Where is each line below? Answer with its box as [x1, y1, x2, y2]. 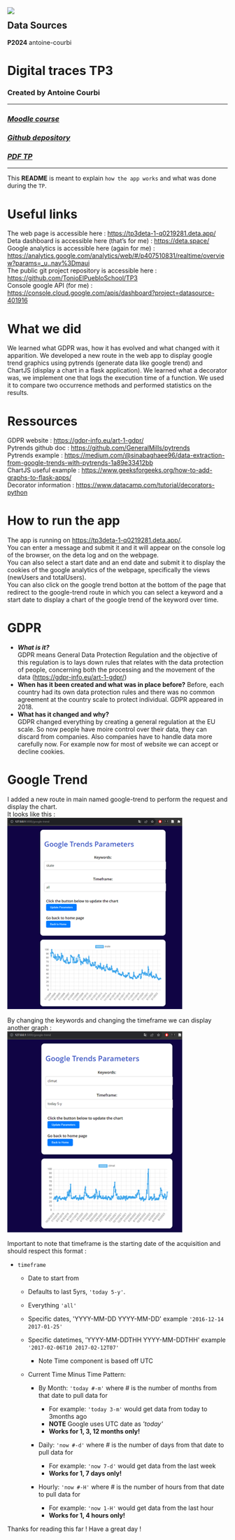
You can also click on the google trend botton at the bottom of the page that [7, 581, 226, 589]
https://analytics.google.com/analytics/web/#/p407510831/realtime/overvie [7, 251, 225, 260]
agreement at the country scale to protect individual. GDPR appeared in [17, 695, 224, 704]
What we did [7, 321, 82, 337]
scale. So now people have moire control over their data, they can [17, 725, 208, 734]
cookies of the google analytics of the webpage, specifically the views [7, 566, 211, 574]
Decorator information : [7, 481, 75, 490]
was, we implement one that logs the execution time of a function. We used [7, 374, 225, 382]
